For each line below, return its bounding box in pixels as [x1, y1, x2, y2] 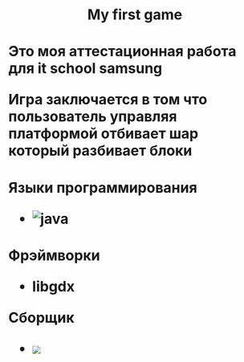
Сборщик [8, 308, 75, 327]
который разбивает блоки [8, 142, 193, 160]
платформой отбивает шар [8, 124, 199, 143]
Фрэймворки [8, 246, 100, 264]
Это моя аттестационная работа [8, 43, 237, 61]
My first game [87, 6, 183, 24]
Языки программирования [8, 178, 198, 197]
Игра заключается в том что [8, 91, 208, 109]
